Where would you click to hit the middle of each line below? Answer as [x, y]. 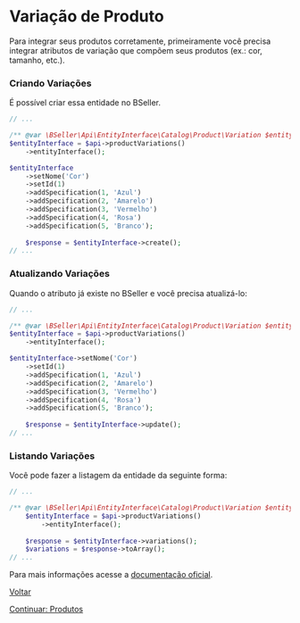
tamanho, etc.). [37, 60]
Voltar [20, 592]
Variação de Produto [87, 17]
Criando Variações [50, 83]
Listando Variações [52, 455]
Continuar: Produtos [46, 610]
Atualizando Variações [59, 274]
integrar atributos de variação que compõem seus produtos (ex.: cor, [136, 50]
